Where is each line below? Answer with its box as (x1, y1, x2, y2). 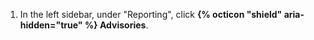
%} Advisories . (84, 19, 149, 31)
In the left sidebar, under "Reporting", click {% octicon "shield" (19, 9, 283, 20)
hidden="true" (19, 19, 83, 31)
